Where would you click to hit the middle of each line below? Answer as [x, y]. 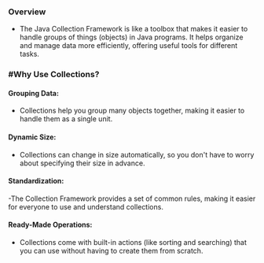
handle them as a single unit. [66, 119]
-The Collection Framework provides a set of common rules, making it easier [132, 198]
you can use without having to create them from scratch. [111, 251]
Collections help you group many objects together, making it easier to [132, 111]
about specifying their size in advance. [82, 163]
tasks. [29, 54]
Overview [27, 12]
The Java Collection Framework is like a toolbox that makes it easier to [134, 29]
